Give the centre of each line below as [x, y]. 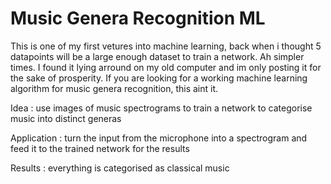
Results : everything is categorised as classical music [120, 168]
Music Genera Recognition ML [138, 18]
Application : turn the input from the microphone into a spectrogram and [159, 138]
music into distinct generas [66, 118]
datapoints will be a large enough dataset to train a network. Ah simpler [157, 56]
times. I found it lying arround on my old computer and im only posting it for [166, 67]
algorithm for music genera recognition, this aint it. [114, 88]
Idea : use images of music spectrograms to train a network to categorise [161, 108]
